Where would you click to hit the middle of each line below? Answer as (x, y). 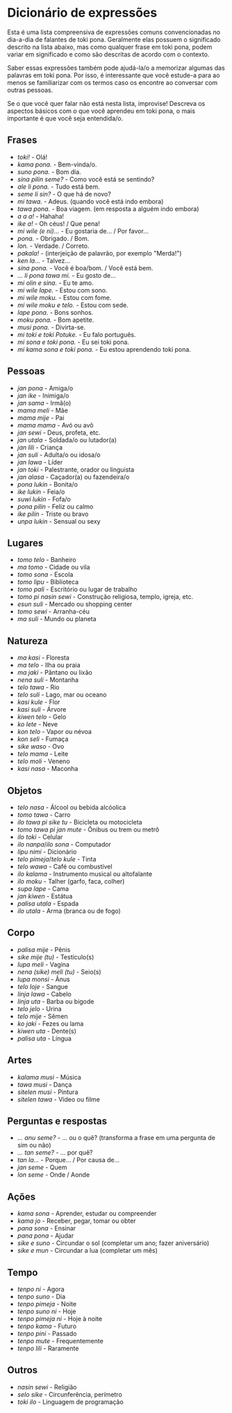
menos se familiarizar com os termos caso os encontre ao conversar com (113, 82)
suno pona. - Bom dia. (49, 171)
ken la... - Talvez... (44, 260)
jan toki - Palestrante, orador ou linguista (76, 469)
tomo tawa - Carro (44, 815)
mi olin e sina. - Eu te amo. (55, 283)
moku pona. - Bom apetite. (56, 320)
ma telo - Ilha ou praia (49, 665)
